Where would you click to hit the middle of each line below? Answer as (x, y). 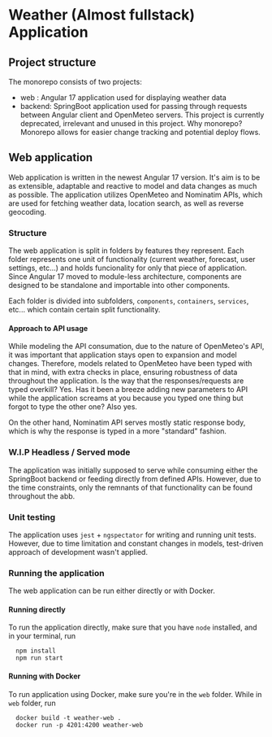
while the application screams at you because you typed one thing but (126, 398)
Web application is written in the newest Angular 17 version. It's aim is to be (134, 177)
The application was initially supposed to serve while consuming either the (133, 470)
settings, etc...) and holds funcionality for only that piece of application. (128, 268)
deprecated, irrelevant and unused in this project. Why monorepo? (131, 123)
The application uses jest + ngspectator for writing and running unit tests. (133, 534)
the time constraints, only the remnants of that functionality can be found (131, 487)
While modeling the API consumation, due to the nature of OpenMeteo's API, (136, 347)
